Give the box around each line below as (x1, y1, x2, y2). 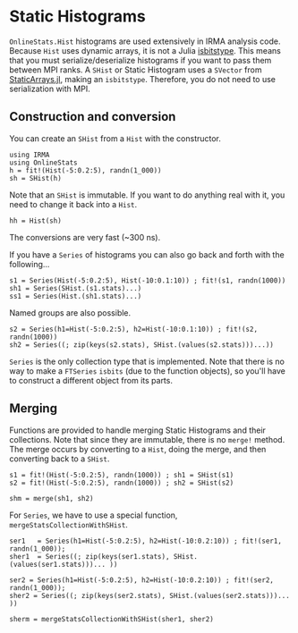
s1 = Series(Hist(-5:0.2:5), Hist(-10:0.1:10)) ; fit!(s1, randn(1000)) (9, 275, 286, 285)
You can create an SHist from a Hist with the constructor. (9, 132, 222, 144)
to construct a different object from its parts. (9, 375, 173, 385)
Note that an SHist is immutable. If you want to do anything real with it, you (9, 190, 285, 200)
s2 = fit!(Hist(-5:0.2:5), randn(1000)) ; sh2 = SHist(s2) (9, 478, 234, 487)
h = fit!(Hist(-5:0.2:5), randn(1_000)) (9, 165, 163, 175)
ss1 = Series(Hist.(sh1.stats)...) (9, 291, 142, 300)
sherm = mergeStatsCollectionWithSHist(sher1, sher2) (9, 614, 215, 623)
